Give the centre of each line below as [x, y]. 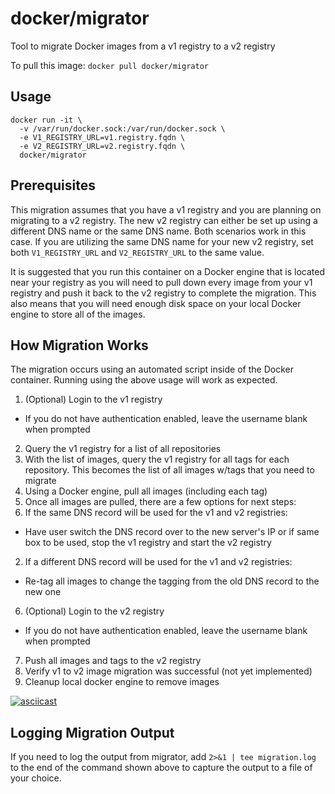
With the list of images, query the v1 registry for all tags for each [157, 459]
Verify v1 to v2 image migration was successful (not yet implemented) [168, 671]
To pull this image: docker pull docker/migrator [109, 65]
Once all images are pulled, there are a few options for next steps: [160, 502]
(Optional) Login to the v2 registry [94, 611]
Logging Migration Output [92, 732]
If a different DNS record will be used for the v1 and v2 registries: [158, 562]
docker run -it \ [46, 120]
